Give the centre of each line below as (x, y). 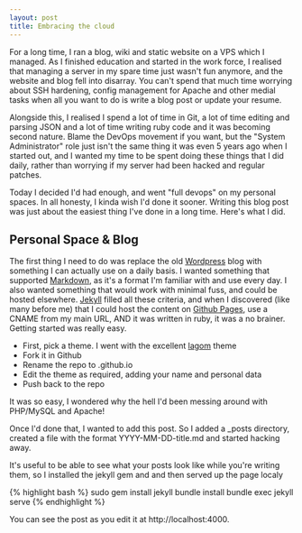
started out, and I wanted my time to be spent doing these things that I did (146, 155)
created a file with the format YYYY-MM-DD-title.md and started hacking (145, 438)
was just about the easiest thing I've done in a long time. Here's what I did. (147, 211)
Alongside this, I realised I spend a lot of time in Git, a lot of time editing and (150, 117)
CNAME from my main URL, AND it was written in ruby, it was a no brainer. (147, 319)
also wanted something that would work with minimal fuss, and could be (143, 290)
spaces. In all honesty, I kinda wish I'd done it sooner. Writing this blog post (149, 202)
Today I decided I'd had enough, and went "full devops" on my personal (143, 192)
